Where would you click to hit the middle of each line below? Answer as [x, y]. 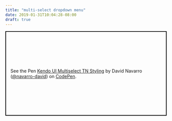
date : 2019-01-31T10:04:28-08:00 [41, 15]
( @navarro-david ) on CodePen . [44, 76]
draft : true [18, 19]
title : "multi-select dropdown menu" [46, 10]
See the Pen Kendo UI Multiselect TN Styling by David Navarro [76, 71]
